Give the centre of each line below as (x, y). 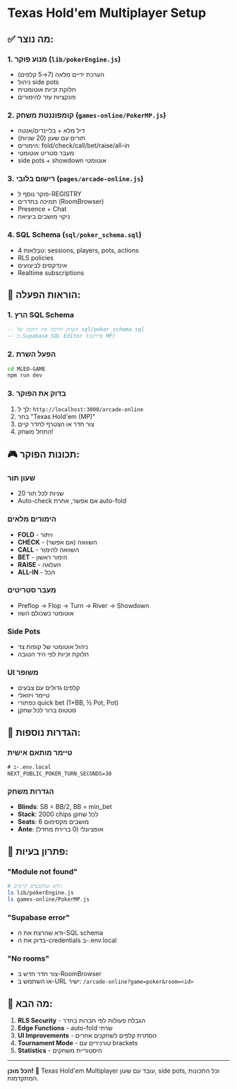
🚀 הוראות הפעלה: (44, 295)
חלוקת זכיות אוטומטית (47, 89)
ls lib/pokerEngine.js (41, 893)
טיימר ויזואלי (34, 695)
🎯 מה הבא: (30, 1003)
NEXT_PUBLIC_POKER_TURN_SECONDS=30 (60, 774)
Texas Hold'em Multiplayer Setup (107, 13)
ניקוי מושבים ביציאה (44, 217)
